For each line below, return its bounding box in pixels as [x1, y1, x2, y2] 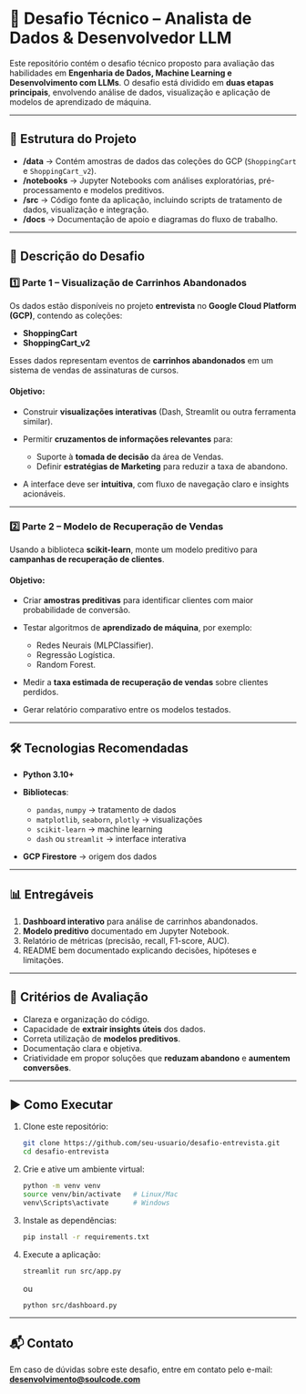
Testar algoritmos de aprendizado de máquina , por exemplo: [22, 622, 252, 633]
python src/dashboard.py [22, 1300, 117, 1310]
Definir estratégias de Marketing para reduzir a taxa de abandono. [36, 460, 289, 472]
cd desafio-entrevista [22, 1147, 109, 1156]
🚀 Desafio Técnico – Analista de [9, 8, 252, 29]
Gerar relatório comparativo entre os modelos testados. [22, 704, 231, 715]
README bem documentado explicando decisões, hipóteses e [22, 945, 258, 956]
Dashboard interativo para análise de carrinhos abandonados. [22, 916, 259, 927]
